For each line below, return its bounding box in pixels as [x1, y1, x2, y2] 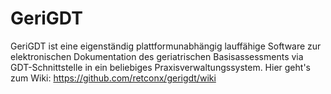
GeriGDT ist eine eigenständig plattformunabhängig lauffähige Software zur [10, 40, 322, 52]
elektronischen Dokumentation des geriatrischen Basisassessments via [10, 50, 304, 62]
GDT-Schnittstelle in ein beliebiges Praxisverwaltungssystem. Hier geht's [10, 61, 311, 73]
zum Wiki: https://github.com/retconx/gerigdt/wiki [10, 72, 217, 84]
